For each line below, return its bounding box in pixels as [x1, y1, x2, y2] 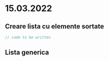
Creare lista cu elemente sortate [5, 22, 104, 30]
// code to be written [5, 35, 51, 40]
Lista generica [5, 48, 49, 57]
